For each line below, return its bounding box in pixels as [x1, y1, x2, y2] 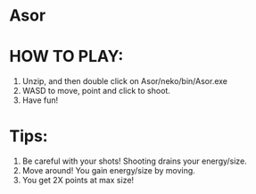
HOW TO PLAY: [9, 46, 124, 67]
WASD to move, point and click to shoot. [21, 86, 171, 97]
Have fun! [21, 95, 59, 105]
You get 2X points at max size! [21, 175, 135, 186]
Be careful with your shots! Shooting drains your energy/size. [21, 156, 247, 166]
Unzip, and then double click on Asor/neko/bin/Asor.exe [21, 76, 228, 87]
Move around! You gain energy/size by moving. [21, 165, 196, 176]
